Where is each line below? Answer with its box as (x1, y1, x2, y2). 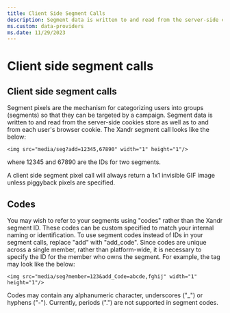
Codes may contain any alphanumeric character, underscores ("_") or (7, 291, 203, 299)
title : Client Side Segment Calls (7, 10, 106, 17)
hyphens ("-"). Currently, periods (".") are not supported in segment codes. (7, 299, 219, 307)
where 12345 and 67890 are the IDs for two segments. (7, 158, 161, 166)
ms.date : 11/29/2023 (7, 29, 66, 36)
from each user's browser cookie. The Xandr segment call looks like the (7, 126, 210, 134)
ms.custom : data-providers (7, 23, 84, 29)
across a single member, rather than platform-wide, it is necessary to (7, 245, 202, 254)
